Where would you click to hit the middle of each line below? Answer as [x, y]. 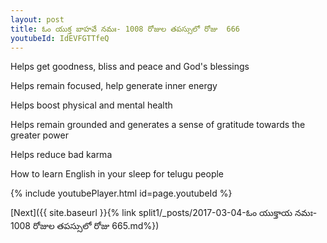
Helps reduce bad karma [61, 155]
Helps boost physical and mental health [91, 105]
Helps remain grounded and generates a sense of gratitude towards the [158, 125]
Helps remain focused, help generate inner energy [114, 86]
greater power [39, 135]
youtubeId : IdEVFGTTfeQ [60, 38]
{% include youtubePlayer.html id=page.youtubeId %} [121, 193]
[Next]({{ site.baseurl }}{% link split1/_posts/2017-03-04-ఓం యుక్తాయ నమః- [164, 213]
